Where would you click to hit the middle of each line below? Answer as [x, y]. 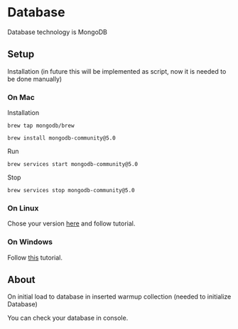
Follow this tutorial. [35, 257]
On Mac [21, 97]
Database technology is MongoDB [58, 32]
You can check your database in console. [68, 318]
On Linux [23, 208]
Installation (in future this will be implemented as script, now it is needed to [117, 71]
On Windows [30, 242]
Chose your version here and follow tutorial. [71, 223]
